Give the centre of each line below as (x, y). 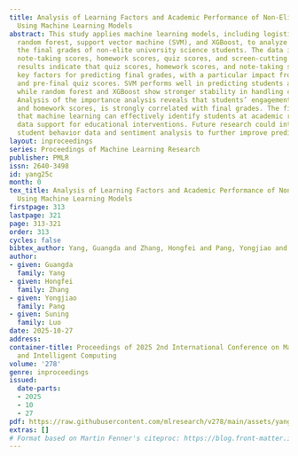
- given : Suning (39, 314)
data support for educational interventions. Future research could (146, 125)
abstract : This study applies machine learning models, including (134, 34)
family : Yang (41, 273)
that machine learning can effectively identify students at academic (150, 116)
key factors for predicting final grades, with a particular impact (146, 75)
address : (25, 339)
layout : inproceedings (51, 141)
